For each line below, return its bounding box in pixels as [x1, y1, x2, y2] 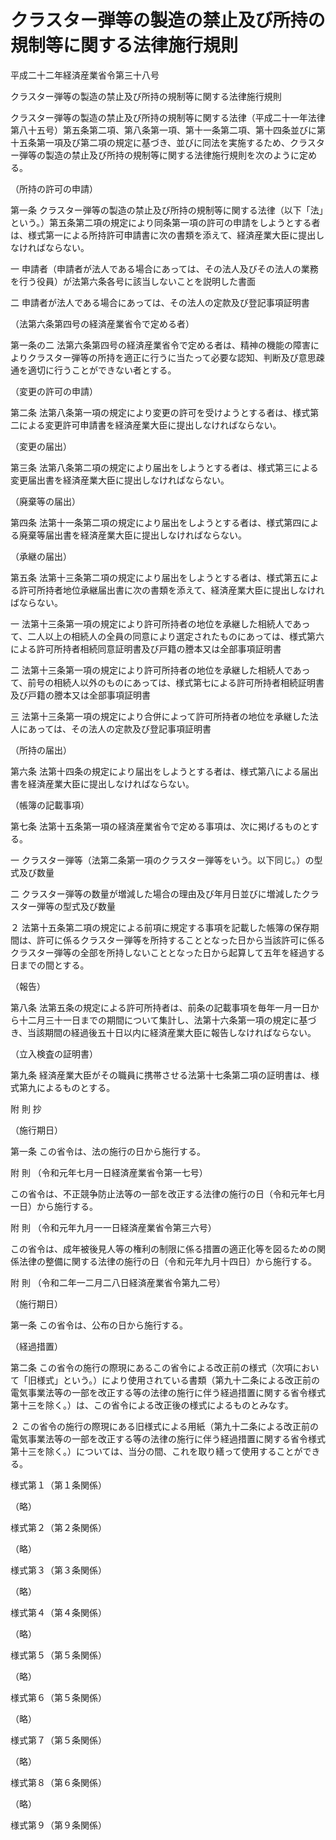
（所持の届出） [10, 744, 72, 756]
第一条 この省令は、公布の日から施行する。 [10, 1319, 188, 1331]
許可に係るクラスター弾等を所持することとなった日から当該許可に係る [36, 934, 326, 946]
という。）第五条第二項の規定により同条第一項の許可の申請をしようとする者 [10, 216, 321, 228]
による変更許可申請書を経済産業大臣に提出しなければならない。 [18, 419, 282, 431]
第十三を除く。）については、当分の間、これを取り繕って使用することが [10, 1445, 303, 1457]
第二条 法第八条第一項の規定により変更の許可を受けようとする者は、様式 [10, 406, 311, 418]
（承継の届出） [10, 550, 72, 562]
